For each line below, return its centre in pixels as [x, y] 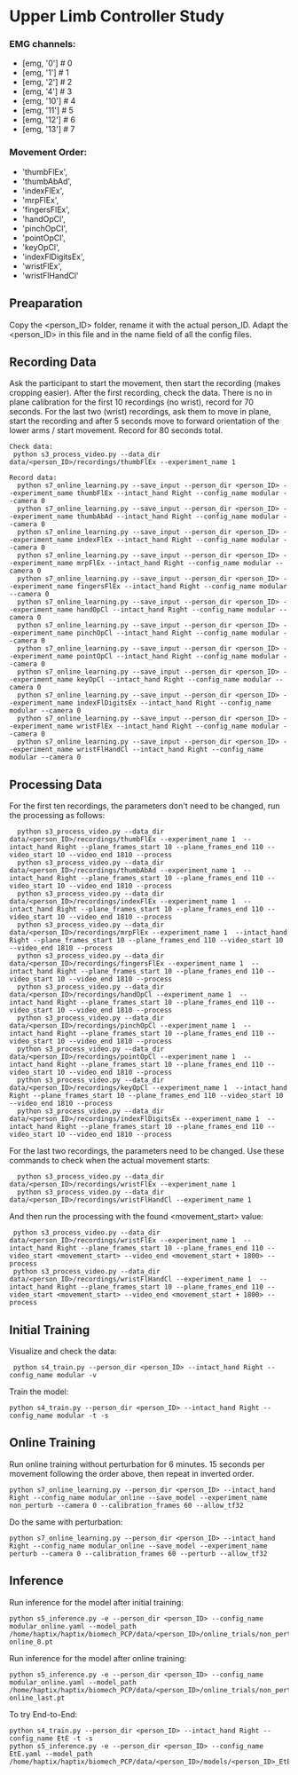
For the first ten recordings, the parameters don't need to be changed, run [145, 806]
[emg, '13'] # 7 [48, 130]
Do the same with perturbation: [66, 1522]
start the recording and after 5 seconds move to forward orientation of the [145, 421]
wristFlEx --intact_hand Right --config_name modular [178, 726]
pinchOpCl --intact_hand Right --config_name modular [178, 633]
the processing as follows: [57, 816]
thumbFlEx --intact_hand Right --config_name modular [178, 493]
